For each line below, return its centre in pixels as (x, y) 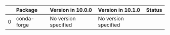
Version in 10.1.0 (119, 10)
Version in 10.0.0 (71, 10)
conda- (25, 19)
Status (154, 10)
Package (27, 10)
